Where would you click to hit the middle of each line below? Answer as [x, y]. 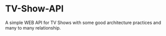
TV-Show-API [34, 9]
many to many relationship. [33, 27]
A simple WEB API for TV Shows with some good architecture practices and [83, 22]
